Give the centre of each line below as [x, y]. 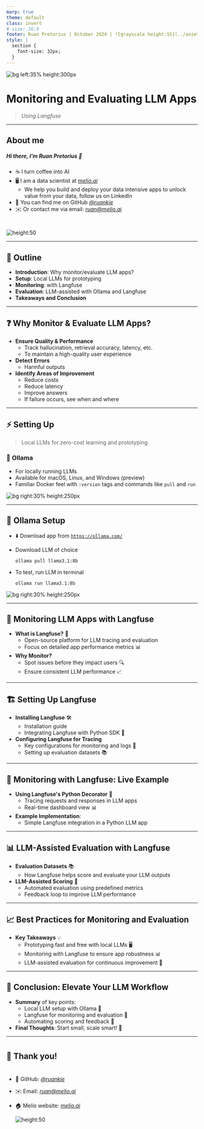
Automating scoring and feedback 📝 [69, 1021]
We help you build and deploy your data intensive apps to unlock [105, 189]
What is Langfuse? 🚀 [42, 634]
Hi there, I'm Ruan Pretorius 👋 [44, 156]
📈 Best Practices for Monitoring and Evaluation [98, 920]
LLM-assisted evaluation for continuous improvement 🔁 [93, 962]
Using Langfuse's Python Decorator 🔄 [64, 794]
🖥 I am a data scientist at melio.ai [56, 180]
